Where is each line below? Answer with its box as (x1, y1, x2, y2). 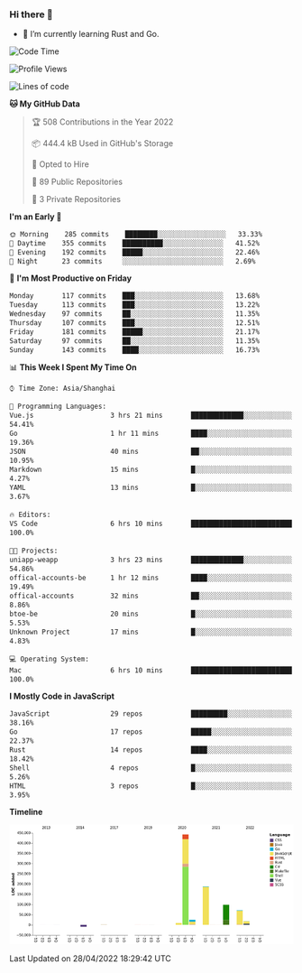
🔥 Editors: (9, 510, 51, 520)
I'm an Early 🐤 (9, 211, 62, 222)
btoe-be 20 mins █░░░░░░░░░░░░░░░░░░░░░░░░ (9, 609, 293, 619)
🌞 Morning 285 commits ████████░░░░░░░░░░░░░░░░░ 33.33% (9, 230, 263, 239)
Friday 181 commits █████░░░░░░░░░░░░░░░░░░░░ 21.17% (9, 328, 260, 337)
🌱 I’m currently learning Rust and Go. (22, 29, 160, 40)
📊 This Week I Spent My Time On (9, 362, 137, 373)
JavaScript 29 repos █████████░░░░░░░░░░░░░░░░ (9, 709, 293, 718)
